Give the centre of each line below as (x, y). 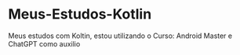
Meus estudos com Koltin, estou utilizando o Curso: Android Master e (120, 36)
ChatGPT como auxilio (44, 43)
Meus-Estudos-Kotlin (80, 14)
